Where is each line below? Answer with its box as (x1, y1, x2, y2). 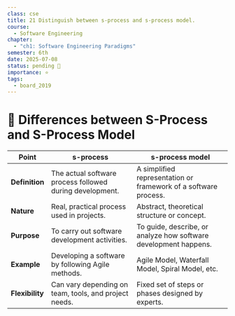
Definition (10, 177, 45, 187)
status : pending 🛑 (7, 62, 61, 69)
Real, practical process (51, 202, 127, 212)
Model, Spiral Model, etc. (136, 264, 218, 274)
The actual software (51, 169, 117, 179)
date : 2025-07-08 (7, 56, 58, 63)
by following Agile (51, 260, 110, 270)
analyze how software (136, 231, 209, 240)
